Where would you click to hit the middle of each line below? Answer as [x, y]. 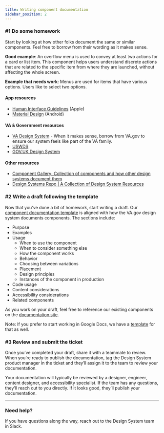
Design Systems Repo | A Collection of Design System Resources [78, 184]
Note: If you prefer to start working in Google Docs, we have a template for [80, 324]
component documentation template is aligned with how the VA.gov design [81, 213]
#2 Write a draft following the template [52, 197]
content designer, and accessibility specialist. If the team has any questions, [82, 383]
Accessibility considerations [41, 295]
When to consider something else [53, 248]
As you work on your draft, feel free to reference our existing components [79, 309]
